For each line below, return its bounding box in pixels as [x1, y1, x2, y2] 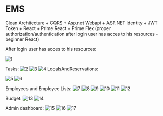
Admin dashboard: [5, 105, 44, 111]
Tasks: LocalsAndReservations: [5, 66, 98, 72]
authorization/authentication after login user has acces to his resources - [5, 31, 158, 37]
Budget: [5, 95, 22, 101]
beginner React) [5, 36, 39, 42]
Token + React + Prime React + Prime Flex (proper [5, 25, 111, 31]
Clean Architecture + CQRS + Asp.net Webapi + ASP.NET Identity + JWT [5, 20, 158, 26]
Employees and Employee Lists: [5, 85, 72, 92]
